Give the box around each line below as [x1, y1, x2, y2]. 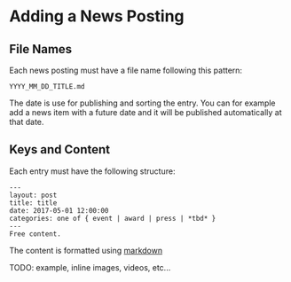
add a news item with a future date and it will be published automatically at [9, 107, 282, 117]
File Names [9, 42, 73, 57]
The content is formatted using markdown [9, 245, 162, 255]
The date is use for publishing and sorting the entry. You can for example [9, 98, 277, 108]
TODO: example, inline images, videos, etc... [9, 262, 171, 272]
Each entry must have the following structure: [9, 166, 176, 176]
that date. [9, 117, 44, 127]
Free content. [9, 229, 62, 239]
